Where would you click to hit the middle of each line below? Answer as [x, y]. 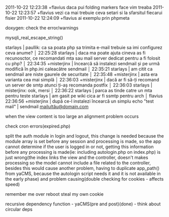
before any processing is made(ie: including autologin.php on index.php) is [83, 152]
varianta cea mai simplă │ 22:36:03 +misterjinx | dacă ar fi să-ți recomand [82, 80]
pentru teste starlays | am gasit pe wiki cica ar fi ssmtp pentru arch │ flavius [84, 96]
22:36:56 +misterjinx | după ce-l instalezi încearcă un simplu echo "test [79, 101]
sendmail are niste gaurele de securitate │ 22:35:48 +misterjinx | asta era [81, 74]
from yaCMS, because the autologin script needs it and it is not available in [83, 173]
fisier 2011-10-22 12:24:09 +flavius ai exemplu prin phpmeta [67, 18]
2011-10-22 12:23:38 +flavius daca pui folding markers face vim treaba [79, 7]
